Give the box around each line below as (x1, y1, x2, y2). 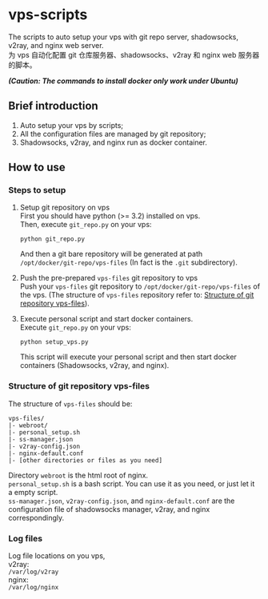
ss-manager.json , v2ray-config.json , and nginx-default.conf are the (8, 496, 235, 505)
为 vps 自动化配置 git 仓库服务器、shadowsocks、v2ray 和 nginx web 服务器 (8, 50, 260, 59)
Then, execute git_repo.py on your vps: (19, 220, 152, 230)
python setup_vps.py (19, 338, 89, 346)
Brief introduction (8, 99, 98, 113)
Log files (8, 533, 42, 544)
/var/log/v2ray (8, 568, 59, 577)
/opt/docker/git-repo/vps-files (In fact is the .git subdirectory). (19, 258, 238, 267)
